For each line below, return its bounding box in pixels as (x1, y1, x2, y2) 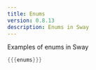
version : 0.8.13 (7, 17, 55, 24)
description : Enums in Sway (7, 23, 90, 30)
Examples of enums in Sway (7, 43, 89, 52)
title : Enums (7, 10, 46, 18)
